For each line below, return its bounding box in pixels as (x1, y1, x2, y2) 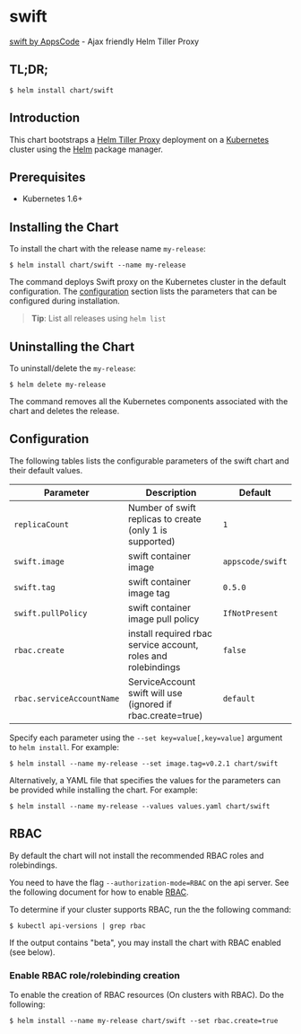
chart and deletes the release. (9, 406, 120, 416)
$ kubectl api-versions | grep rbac (9, 921, 146, 931)
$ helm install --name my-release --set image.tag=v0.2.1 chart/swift (9, 759, 279, 768)
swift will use (128, 686, 183, 699)
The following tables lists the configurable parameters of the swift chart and (9, 455, 289, 466)
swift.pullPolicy (13, 608, 88, 618)
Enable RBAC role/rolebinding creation (9, 968, 181, 981)
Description (145, 486, 197, 499)
